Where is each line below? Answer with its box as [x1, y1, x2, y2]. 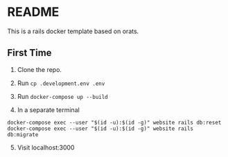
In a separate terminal [17, 105, 80, 114]
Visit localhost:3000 [17, 143, 75, 151]
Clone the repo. [17, 65, 62, 73]
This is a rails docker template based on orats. [7, 27, 139, 35]
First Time [7, 47, 52, 59]
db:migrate [7, 131, 39, 138]
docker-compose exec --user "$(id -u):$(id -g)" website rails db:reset [7, 119, 222, 126]
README [7, 4, 60, 20]
